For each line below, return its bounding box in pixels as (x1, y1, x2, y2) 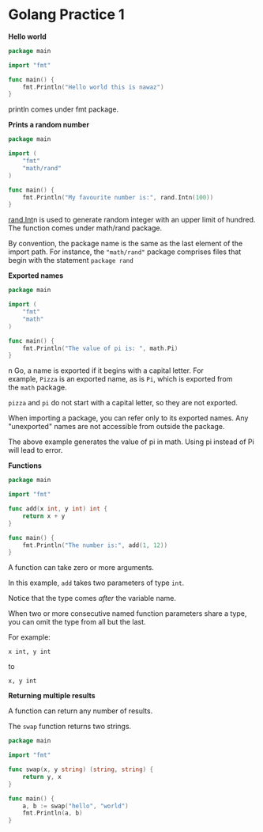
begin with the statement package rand (8, 256, 134, 265)
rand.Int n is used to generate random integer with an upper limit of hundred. (8, 215, 256, 225)
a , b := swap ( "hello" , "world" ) (22, 802, 129, 810)
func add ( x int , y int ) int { (8, 505, 108, 513)
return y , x (22, 773, 62, 781)
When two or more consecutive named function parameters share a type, (8, 609, 247, 618)
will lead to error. (8, 446, 63, 455)
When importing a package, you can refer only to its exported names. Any (8, 413, 249, 423)
